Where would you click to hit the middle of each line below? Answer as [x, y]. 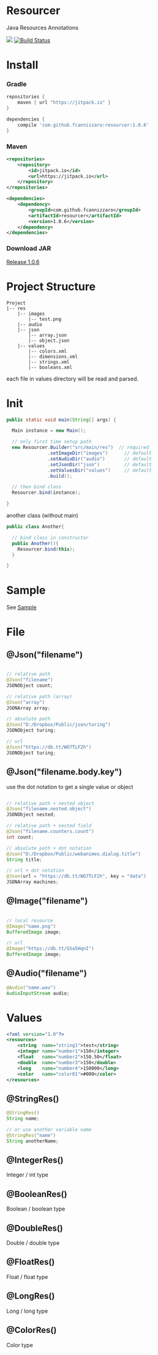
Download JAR [29, 249]
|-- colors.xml [48, 351]
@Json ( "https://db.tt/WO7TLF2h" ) [49, 747]
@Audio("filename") [47, 974]
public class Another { [35, 527]
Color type [20, 1345]
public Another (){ [36, 543]
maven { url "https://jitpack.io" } [64, 103]
